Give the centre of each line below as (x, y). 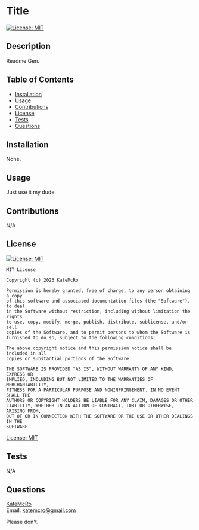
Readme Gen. (23, 60)
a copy (14, 296)
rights (14, 316)
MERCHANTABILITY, (28, 385)
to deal (16, 306)
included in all (26, 353)
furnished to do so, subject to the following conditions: (81, 337)
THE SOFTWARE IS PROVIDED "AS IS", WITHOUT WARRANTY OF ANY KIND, (90, 369)
